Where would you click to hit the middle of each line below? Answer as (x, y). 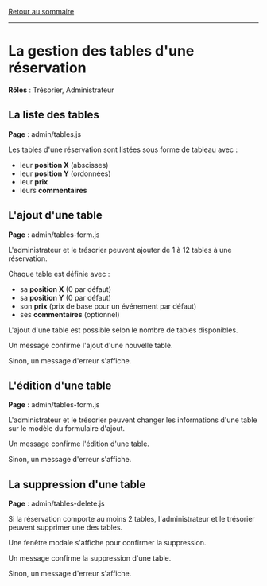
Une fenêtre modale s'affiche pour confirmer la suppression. (107, 543)
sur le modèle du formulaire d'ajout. (67, 429)
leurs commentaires (53, 190)
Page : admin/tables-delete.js (56, 503)
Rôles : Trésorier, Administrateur (61, 90)
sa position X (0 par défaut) (66, 289)
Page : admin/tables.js (45, 134)
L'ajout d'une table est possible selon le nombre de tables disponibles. (123, 330)
